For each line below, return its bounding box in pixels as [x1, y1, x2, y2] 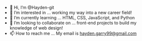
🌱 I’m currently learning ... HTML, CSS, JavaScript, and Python [9, 15, 135, 20]
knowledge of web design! [9, 25, 63, 31]
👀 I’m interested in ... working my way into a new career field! [9, 10, 132, 15]
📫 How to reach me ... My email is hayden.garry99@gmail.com [9, 30, 137, 36]
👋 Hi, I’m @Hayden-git [9, 5, 54, 10]
